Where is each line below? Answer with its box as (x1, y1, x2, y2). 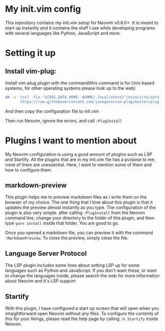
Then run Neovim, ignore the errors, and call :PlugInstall (5, 118, 123, 123)
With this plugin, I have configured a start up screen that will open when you (5, 305, 160, 311)
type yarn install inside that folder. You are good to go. (5, 220, 119, 226)
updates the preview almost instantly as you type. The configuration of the (5, 205, 156, 211)
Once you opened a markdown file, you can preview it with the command (5, 230, 153, 236)
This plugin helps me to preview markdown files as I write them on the (5, 194, 147, 200)
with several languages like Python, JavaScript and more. (5, 30, 121, 36)
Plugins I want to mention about (5, 135, 137, 146)
